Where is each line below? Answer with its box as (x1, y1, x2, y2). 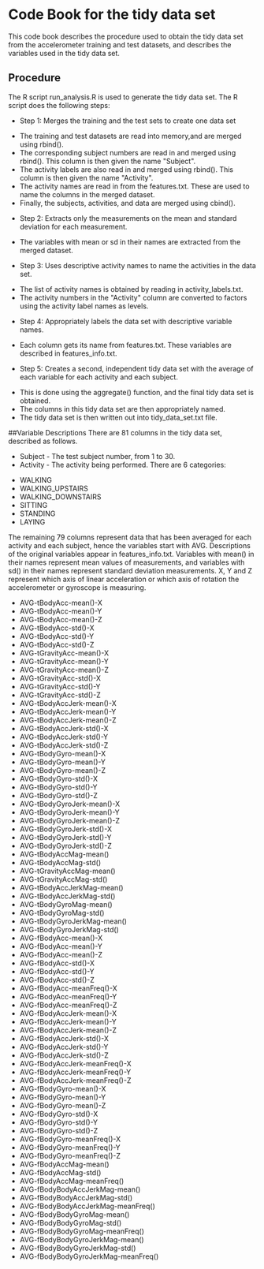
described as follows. (8, 436, 78, 446)
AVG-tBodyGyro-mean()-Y (19, 757, 106, 767)
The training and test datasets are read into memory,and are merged (19, 131, 242, 140)
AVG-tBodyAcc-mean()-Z (19, 614, 102, 624)
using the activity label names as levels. (19, 301, 149, 311)
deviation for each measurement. (19, 222, 128, 231)
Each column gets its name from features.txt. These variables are (19, 340, 232, 349)
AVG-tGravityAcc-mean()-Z (19, 665, 109, 674)
